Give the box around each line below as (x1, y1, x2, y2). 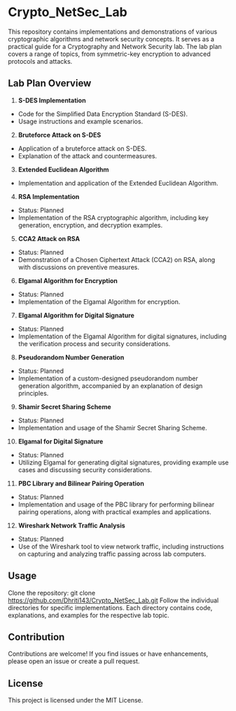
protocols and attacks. (8, 57, 73, 65)
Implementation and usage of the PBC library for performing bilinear (18, 500, 215, 509)
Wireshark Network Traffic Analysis (18, 521, 125, 530)
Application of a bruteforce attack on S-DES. (18, 144, 147, 153)
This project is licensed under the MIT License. (8, 696, 144, 705)
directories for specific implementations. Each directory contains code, (8, 603, 213, 612)
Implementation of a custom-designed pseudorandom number (18, 374, 199, 382)
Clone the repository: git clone (8, 588, 96, 597)
